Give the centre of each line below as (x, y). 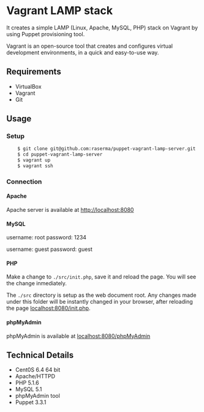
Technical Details (40, 355)
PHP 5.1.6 (27, 383)
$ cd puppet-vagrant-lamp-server (60, 155)
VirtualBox (28, 86)
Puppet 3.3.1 (31, 402)
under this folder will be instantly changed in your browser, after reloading (100, 302)
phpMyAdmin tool (37, 396)
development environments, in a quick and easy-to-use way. (83, 52)
